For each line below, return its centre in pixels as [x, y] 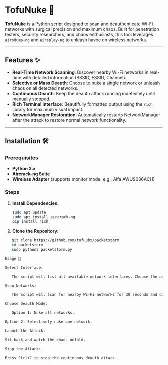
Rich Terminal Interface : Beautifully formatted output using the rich [83, 104]
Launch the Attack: [25, 331]
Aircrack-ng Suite [31, 174]
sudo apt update [29, 212]
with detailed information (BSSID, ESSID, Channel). [75, 77]
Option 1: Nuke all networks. [43, 313]
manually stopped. [31, 99]
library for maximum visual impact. [48, 109]
